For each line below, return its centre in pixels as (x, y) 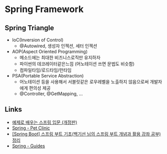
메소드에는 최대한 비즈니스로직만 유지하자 (60, 57)
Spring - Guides (28, 146)
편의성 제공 (40, 88)
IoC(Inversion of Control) (38, 40)
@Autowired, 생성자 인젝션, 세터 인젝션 (58, 46)
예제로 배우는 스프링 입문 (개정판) (45, 122)
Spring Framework (44, 9)
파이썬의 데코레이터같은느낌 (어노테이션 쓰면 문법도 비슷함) (77, 64)
